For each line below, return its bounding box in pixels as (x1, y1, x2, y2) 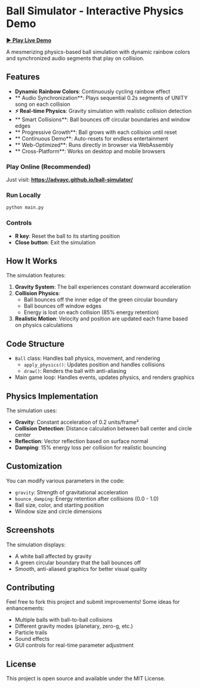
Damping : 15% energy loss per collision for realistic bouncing (14, 444, 167, 451)
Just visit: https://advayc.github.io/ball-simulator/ (6, 176, 133, 184)
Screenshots (6, 525, 55, 536)
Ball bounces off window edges (23, 302, 101, 310)
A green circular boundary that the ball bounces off (14, 559, 141, 566)
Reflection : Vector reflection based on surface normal (14, 438, 148, 445)
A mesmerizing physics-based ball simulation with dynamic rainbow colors (6, 48, 190, 55)
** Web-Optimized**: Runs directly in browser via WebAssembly (14, 141, 174, 148)
